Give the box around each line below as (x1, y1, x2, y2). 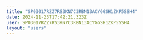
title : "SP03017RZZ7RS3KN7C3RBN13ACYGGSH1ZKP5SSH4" (6, 8, 138, 15)
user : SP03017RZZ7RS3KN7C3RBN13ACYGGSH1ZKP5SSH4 (6, 19, 130, 25)
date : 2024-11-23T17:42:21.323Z (6, 14, 87, 20)
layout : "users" (6, 25, 47, 31)
